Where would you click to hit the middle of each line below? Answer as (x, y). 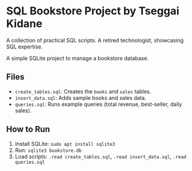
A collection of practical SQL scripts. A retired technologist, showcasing (95, 40)
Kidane (24, 24)
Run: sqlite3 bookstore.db (48, 150)
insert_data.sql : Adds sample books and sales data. (80, 97)
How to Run (28, 129)
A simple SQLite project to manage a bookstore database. (77, 58)
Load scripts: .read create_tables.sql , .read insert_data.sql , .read (100, 156)
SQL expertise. (25, 47)
